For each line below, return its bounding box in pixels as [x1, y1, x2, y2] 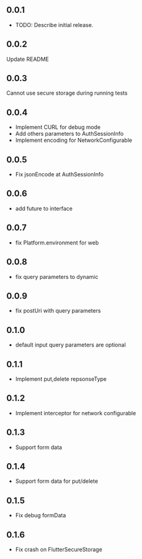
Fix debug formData [15, 512, 66, 519]
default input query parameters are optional [15, 341, 126, 349]
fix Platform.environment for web [15, 239, 100, 246]
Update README [6, 55, 49, 63]
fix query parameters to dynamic [15, 273, 98, 280]
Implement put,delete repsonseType [15, 375, 107, 383]
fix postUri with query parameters [15, 307, 101, 315]
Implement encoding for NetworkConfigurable [15, 136, 132, 144]
